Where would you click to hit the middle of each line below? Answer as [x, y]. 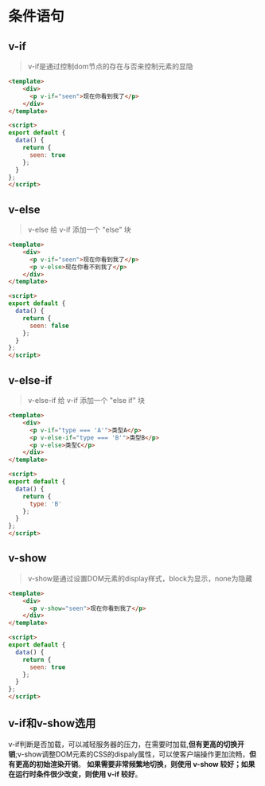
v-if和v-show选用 [52, 723]
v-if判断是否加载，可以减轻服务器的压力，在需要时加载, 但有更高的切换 [123, 744]
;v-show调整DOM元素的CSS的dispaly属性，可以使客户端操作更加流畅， [132, 754]
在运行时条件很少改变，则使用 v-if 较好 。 [75, 774]
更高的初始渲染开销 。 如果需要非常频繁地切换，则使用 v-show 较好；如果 [135, 764]
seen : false [49, 326]
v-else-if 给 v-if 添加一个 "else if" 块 [86, 400]
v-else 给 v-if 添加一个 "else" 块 [79, 230]
